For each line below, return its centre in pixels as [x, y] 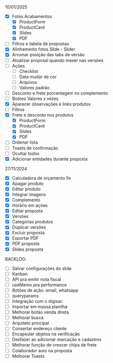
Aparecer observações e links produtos [51, 104]
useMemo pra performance [39, 285]
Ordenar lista [25, 142]
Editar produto [26, 189]
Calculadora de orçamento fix [42, 178]
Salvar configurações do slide [42, 268]
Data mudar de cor [38, 77]
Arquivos [28, 82]
